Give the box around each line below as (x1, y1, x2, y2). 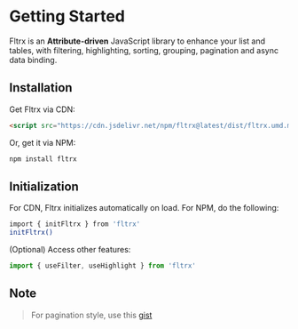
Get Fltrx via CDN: (9, 104, 75, 115)
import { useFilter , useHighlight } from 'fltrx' (9, 261, 197, 270)
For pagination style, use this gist (30, 309, 153, 320)
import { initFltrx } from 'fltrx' (9, 220, 141, 229)
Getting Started (9, 6, 126, 27)
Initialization (9, 179, 80, 194)
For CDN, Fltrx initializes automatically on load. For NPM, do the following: (9, 203, 279, 213)
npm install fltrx (9, 154, 77, 164)
